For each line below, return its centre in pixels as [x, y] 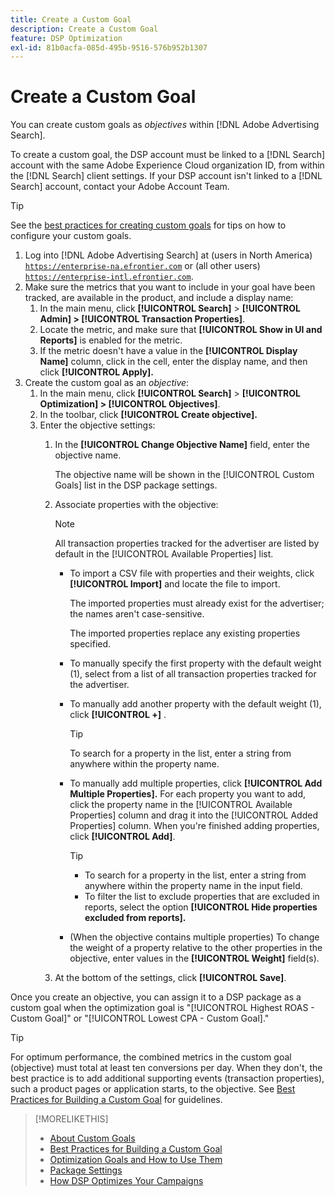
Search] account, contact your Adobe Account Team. [120, 187]
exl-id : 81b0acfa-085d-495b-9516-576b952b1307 [109, 47]
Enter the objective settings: [97, 425]
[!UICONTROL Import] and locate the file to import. [175, 584]
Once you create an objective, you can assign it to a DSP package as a [156, 997]
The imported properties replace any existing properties [185, 633]
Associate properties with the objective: [136, 505]
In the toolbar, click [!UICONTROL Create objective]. [148, 415]
